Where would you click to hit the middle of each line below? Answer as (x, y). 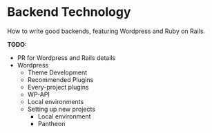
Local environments (56, 101)
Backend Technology (69, 12)
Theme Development (57, 72)
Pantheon (51, 123)
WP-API (39, 94)
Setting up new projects (61, 109)
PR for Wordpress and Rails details (66, 58)
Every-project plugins (58, 87)
